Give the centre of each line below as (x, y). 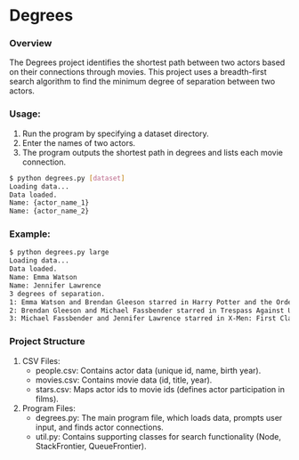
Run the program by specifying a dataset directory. (115, 133)
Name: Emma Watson (43, 278)
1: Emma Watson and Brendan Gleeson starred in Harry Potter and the (141, 302)
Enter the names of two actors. (79, 142)
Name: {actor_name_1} (49, 203)
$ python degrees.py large (59, 253)
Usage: (25, 114)
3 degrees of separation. (57, 294)
